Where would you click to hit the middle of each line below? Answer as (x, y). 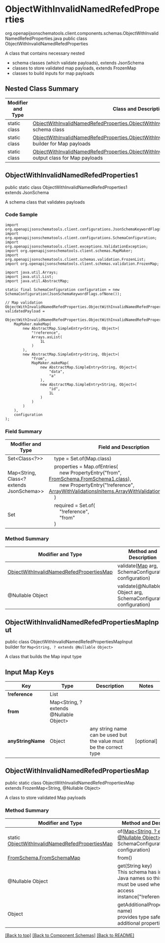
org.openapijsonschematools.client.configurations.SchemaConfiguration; (81, 238)
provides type (133, 917)
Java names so (135, 878)
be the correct (106, 747)
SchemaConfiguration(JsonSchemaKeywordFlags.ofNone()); (63, 294)
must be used (133, 884)
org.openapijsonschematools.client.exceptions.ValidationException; (77, 246)
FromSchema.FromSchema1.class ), (90, 479)
